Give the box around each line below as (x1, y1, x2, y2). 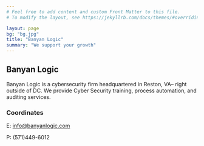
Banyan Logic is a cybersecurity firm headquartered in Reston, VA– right (6, 80, 187, 87)
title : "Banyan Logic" (6, 37, 64, 43)
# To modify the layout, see (6, 14, 80, 21)
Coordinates (6, 108, 44, 116)
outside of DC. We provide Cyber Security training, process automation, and (6, 87, 197, 94)
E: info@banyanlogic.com (6, 122, 70, 130)
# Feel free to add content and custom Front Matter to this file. (6, 8, 181, 15)
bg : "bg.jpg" (6, 31, 39, 37)
